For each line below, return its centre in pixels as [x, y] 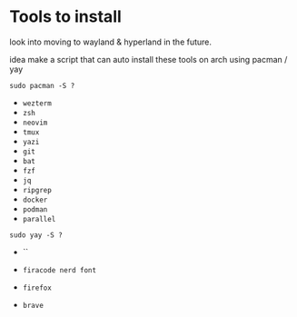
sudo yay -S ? [36, 235]
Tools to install [66, 17]
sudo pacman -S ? [42, 85]
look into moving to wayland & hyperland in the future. [110, 42]
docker [35, 200]
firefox [37, 288]
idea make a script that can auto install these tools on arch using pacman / [148, 59]
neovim [35, 123]
